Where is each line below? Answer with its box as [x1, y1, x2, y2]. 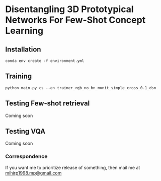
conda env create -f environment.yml [5, 58, 85, 64]
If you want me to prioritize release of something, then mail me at [5, 164, 140, 170]
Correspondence [5, 153, 48, 160]
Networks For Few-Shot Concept [5, 14, 146, 26]
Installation [5, 45, 41, 53]
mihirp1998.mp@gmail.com [5, 170, 62, 176]
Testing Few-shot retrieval [5, 99, 90, 108]
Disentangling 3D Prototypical [5, 4, 134, 15]
